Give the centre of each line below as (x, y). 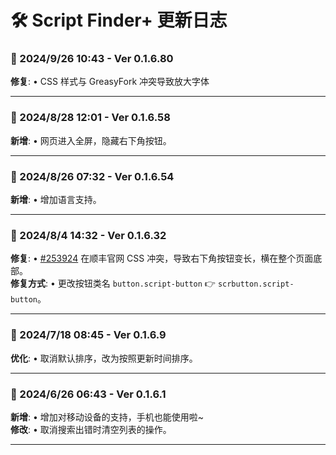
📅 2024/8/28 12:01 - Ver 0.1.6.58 (90, 118)
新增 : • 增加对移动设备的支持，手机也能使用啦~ (107, 417)
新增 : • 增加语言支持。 (56, 200)
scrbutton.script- (256, 284)
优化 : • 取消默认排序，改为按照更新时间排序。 (104, 358)
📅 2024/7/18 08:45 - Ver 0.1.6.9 (88, 335)
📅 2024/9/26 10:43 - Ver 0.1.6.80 (92, 59)
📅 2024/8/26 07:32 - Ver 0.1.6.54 (92, 176)
